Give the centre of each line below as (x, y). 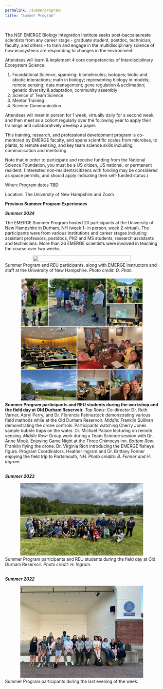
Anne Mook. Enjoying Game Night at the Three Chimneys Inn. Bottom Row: (80, 441)
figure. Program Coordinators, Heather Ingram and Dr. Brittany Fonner (75, 451)
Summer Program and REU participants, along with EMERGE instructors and (81, 265)
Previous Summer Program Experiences (46, 204)
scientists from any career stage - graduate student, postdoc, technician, (78, 40)
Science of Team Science (38, 96)
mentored (15, 140)
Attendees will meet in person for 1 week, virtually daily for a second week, (80, 115)
